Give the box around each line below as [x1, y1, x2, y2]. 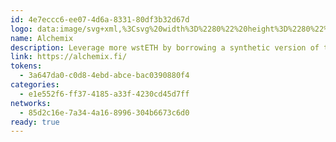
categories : [10, 80, 60, 90]
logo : [10, 24, 33, 34]
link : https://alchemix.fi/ [10, 52, 128, 62]
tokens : [10, 61, 43, 71]
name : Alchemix [10, 33, 74, 43]
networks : [10, 98, 52, 108]
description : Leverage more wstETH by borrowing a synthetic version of [10, 42, 320, 53]
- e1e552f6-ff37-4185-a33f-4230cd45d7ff [19, 89, 190, 99]
